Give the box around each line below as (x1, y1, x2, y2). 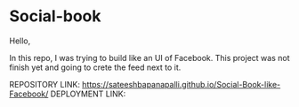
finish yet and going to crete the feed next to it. (9, 62, 182, 73)
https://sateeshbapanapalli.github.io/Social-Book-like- (81, 79, 281, 89)
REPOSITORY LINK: (9, 79, 80, 89)
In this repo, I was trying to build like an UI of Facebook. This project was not (9, 52, 290, 63)
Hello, (9, 35, 31, 46)
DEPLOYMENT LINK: (50, 88, 126, 99)
